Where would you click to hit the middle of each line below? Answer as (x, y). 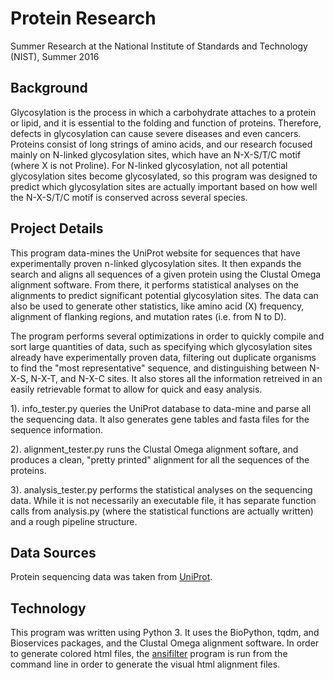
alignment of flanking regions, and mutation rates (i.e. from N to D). (148, 316)
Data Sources (53, 552)
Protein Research (83, 18)
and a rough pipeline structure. (74, 521)
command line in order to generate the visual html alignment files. (145, 664)
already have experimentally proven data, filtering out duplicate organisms (163, 357)
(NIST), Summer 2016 (55, 56)
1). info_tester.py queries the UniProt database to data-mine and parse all (161, 408)
